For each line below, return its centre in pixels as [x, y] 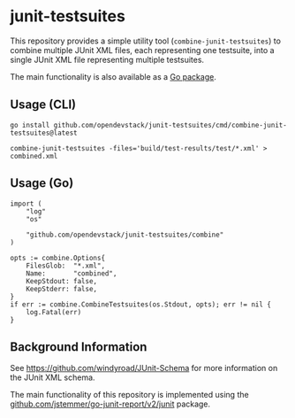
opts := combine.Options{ [57, 258]
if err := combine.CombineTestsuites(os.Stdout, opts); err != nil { [141, 304]
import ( [26, 204]
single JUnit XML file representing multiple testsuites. [107, 59]
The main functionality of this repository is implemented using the [130, 395]
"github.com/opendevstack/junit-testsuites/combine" [125, 235]
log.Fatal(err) [54, 312]
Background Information [79, 347]
